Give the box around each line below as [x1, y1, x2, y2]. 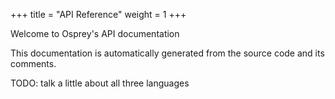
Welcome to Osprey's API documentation [10, 28, 180, 39]
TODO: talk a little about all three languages [10, 77, 190, 89]
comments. [10, 58, 57, 69]
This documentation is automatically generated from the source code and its [10, 47, 325, 59]
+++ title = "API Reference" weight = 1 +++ [10, 9, 187, 20]
